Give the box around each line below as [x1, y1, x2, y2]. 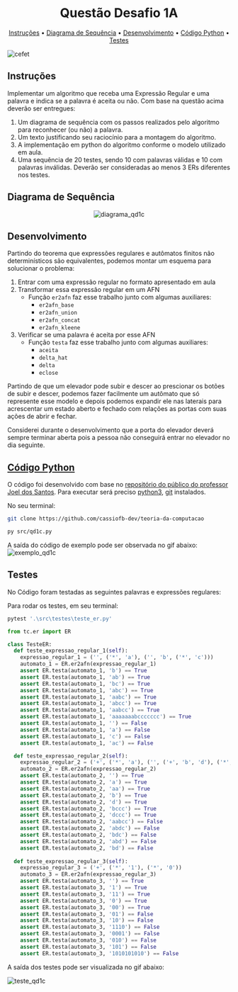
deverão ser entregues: [7, 104, 76, 113]
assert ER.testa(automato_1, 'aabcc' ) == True [20, 706, 160, 714]
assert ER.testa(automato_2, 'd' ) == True [20, 799, 147, 806]
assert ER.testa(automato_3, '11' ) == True [20, 891, 151, 898]
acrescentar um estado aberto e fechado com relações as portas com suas [7, 405, 227, 413]
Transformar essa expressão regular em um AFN [17, 286, 160, 294]
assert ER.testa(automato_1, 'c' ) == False [20, 733, 151, 740]
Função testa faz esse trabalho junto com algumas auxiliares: [28, 338, 209, 346]
